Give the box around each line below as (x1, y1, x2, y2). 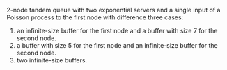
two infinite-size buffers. (16, 56, 88, 64)
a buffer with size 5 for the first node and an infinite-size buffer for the (16, 42, 219, 49)
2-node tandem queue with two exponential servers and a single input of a (6, 6, 221, 14)
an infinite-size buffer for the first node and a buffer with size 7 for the (16, 27, 218, 35)
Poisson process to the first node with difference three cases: (6, 13, 184, 21)
